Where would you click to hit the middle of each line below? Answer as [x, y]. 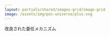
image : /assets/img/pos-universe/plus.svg [48, 14]
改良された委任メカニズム [30, 28]
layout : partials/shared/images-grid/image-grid [55, 9]
